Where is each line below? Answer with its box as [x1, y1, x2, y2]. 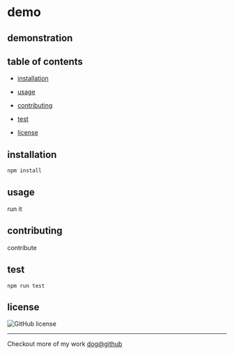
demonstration [7, 32, 73, 44]
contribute [7, 243, 37, 252]
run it [7, 205, 22, 213]
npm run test [7, 282, 45, 289]
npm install [7, 167, 42, 175]
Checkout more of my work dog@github [7, 340, 123, 348]
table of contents [7, 55, 84, 67]
